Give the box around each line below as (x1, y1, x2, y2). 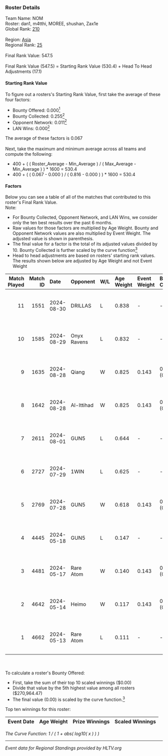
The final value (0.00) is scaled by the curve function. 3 (12, 695, 125, 702)
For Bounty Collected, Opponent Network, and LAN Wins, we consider (12, 214, 157, 220)
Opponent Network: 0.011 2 (12, 118, 67, 125)
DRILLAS (70, 302, 91, 309)
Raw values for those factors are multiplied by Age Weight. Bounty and (12, 225, 158, 231)
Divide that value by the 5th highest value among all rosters (12, 685, 135, 691)
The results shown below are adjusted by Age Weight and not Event (12, 257, 152, 264)
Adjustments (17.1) (5, 69, 42, 75)
